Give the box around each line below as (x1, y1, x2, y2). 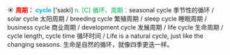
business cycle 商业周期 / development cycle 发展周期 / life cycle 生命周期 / (7, 23, 224, 31)
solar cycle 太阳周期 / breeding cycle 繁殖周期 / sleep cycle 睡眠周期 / (7, 14, 207, 23)
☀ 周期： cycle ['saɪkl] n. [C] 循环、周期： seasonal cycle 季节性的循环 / (7, 6, 214, 14)
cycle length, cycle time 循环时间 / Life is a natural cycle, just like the (7, 32, 204, 40)
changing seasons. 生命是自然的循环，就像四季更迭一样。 (7, 41, 174, 48)
